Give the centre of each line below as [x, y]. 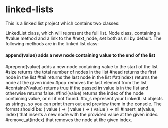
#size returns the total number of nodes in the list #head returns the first [81, 72]
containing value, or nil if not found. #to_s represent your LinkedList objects [84, 99]
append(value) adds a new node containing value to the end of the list [80, 55]
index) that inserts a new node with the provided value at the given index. [82, 115]
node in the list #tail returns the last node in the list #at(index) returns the [81, 77]
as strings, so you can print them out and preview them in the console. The [83, 104]
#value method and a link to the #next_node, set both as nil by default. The [83, 38]
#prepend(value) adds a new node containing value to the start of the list [82, 67]
